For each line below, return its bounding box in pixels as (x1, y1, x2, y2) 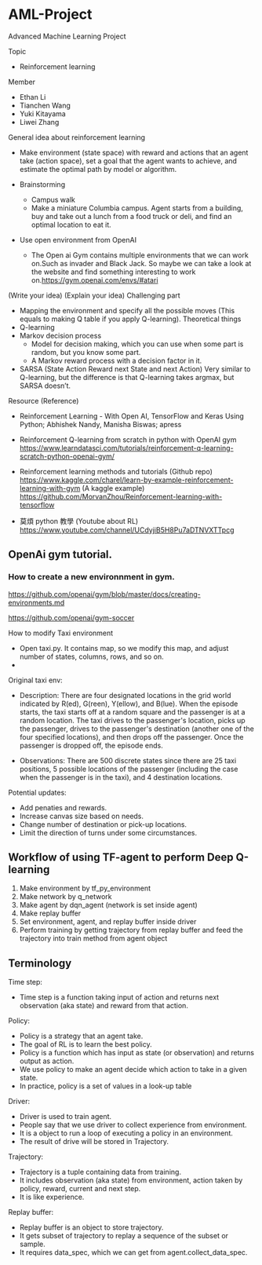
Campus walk (31, 195, 76, 204)
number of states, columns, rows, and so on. (19, 652, 164, 661)
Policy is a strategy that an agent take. (19, 1031, 144, 1041)
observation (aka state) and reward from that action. (19, 1001, 188, 1011)
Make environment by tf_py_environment (19, 883, 151, 893)
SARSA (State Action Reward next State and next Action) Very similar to (19, 364, 251, 374)
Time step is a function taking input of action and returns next (19, 993, 220, 1002)
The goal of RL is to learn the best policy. (19, 1040, 152, 1049)
